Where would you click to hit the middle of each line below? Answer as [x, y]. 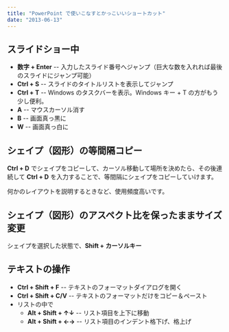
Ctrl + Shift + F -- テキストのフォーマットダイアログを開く [99, 287]
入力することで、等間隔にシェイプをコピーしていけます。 [137, 177]
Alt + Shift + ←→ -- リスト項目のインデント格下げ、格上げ [109, 321]
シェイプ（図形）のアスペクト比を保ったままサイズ [115, 215]
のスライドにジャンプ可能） [56, 75]
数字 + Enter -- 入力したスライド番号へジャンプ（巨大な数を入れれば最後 [120, 67]
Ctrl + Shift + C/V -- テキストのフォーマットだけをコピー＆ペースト [112, 296]
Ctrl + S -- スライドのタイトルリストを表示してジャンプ [95, 84]
